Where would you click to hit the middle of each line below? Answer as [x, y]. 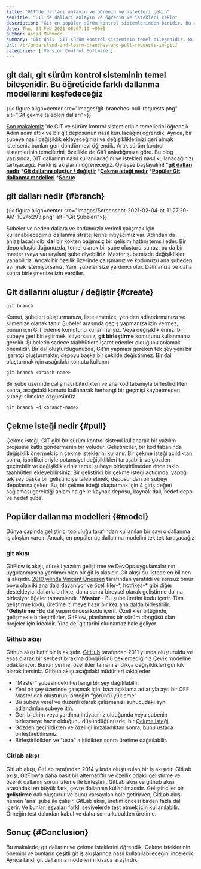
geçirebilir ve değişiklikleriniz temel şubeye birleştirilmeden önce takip [93, 466]
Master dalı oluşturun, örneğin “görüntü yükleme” [76, 696]
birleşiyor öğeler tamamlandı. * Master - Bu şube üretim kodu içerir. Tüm [95, 598]
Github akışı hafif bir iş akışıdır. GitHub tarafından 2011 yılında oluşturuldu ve [100, 652]
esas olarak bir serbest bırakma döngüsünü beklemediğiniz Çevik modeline [99, 658]
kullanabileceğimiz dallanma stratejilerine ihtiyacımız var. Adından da [91, 235]
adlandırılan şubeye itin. [44, 708]
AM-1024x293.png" [31, 217]
